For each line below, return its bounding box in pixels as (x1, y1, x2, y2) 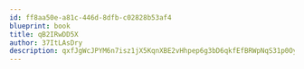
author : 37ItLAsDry (9, 38, 83, 47)
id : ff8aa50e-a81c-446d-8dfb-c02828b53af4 (9, 13, 172, 22)
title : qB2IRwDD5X (9, 30, 79, 39)
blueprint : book (9, 22, 71, 30)
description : (9, 47, 59, 56)
